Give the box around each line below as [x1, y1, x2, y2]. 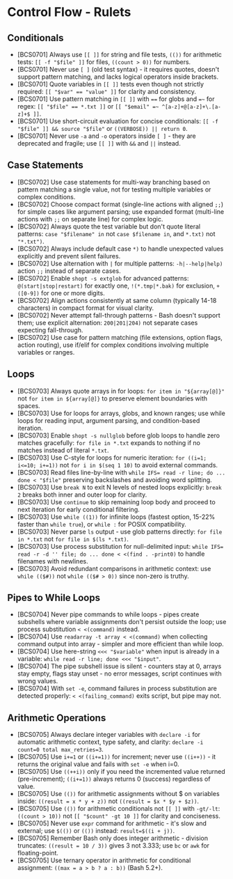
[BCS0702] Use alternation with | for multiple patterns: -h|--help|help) [17, 259, 223, 267]
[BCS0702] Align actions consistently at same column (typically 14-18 [17, 296, 217, 304]
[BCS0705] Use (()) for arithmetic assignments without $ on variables [17, 790, 220, 798]
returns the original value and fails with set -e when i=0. [17, 760, 179, 768]
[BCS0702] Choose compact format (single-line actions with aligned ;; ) [17, 200, 224, 208]
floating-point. [17, 849, 59, 857]
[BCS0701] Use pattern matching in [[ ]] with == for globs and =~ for [17, 95, 215, 103]
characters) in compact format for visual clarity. [17, 304, 154, 312]
